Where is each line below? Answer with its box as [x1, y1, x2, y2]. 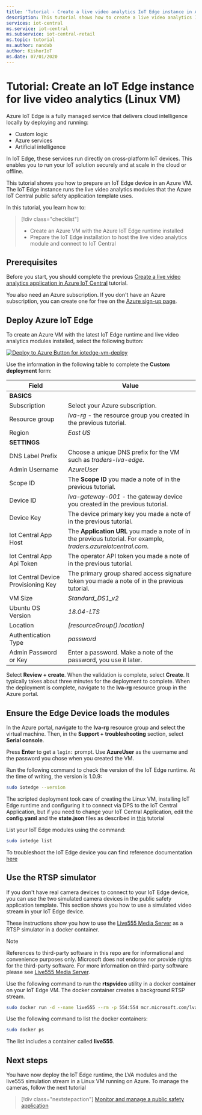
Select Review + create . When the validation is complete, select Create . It [6, 671, 189, 679]
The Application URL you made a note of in [68, 527, 191, 536]
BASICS [9, 392, 32, 400]
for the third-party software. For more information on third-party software [6, 961, 188, 969]
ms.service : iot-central [6, 25, 69, 32]
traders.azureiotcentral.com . [68, 542, 149, 551]
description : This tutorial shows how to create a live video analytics [6, 14, 192, 20]
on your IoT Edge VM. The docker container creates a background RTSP [6, 986, 185, 993]
